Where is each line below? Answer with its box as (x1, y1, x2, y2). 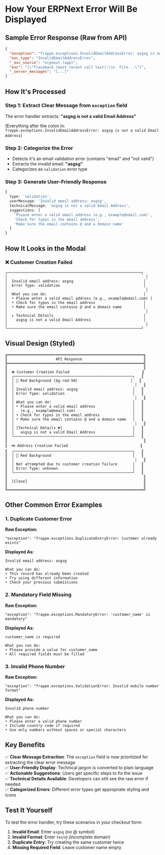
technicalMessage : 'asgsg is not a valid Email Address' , (9, 203, 131, 208)
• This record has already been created (5, 571, 89, 577)
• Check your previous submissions (5, 580, 78, 585)
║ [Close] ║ (5, 479, 146, 484)
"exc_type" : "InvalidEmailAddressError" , (9, 55, 96, 60)
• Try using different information (5, 576, 78, 580)
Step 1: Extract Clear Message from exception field (5, 102, 128, 109)
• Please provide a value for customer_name (5, 647, 98, 652)
